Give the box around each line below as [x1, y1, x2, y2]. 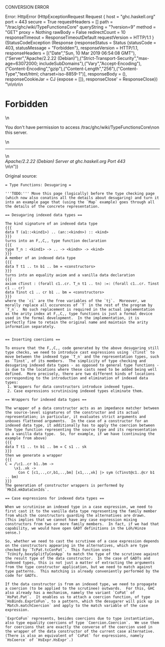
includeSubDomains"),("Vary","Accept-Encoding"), [39, 61, 142, 66]
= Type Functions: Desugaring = [5, 182, 71, 187]
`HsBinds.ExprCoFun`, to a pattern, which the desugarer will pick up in [5, 598, 160, 604]
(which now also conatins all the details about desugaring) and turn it [5, 195, 160, 200]
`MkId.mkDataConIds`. [5, 487, 50, 492]
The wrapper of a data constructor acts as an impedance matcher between [5, 406, 160, 411]
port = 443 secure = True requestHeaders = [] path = [5, 19, 113, 25]
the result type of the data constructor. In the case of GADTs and [5, 556, 151, 561]
